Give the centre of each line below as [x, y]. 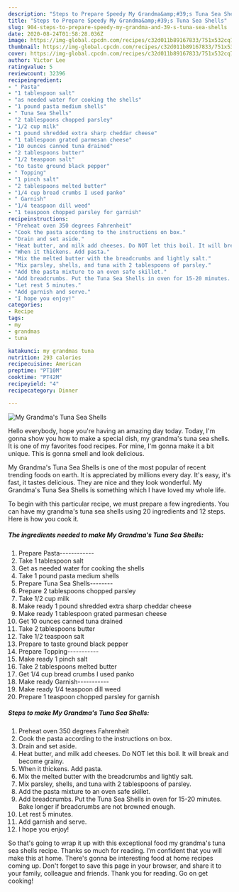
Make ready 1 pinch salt [53, 659]
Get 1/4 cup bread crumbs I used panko [76, 674]
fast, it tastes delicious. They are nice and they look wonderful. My [105, 482]
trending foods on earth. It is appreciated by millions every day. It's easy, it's [119, 474]
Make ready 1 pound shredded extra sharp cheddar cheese [105, 606]
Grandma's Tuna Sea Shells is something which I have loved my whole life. [117, 490]
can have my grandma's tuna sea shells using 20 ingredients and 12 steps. [117, 511]
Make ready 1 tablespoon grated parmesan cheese [93, 613]
